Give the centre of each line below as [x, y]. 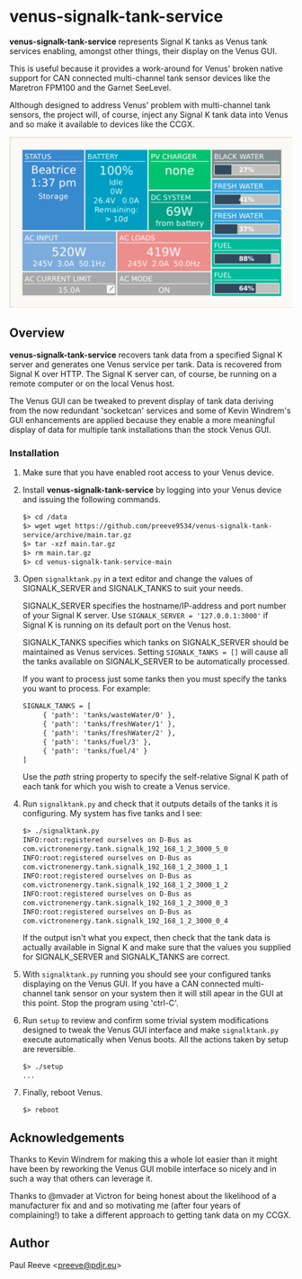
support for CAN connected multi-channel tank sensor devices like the [140, 77]
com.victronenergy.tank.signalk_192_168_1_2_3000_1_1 [125, 867]
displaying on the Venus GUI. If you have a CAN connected [131, 984]
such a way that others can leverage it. [81, 1178]
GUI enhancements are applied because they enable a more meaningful [142, 419]
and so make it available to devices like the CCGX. [102, 124]
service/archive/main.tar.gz [77, 536]
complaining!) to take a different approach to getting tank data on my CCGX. [151, 1215]
